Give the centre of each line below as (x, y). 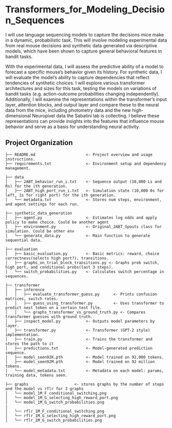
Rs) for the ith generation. (36, 186)
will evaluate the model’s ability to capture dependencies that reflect (78, 77)
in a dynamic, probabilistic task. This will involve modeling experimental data (86, 40)
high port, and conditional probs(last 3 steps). (60, 267)
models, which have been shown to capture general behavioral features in (84, 51)
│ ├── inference (25, 290)
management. (18, 168)
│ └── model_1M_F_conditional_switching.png (56, 393)
